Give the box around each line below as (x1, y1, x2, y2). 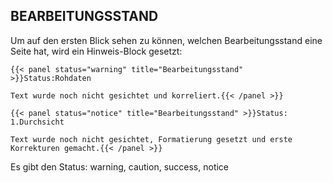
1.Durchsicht (10, 117, 65, 127)
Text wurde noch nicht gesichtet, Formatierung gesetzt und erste (10, 134, 293, 144)
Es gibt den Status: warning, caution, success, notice (10, 160, 230, 173)
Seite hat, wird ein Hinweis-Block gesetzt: (10, 45, 183, 57)
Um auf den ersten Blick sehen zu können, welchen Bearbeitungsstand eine (10, 34, 323, 46)
